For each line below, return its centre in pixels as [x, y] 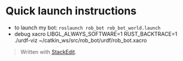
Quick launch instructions [71, 11]
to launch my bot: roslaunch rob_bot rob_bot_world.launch [87, 28]
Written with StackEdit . [48, 51]
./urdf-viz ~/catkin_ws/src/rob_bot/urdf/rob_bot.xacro [80, 40]
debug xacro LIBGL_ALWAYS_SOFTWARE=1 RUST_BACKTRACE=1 [96, 33]
